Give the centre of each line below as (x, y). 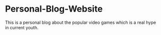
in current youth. (22, 27)
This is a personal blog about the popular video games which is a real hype (81, 22)
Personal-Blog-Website (54, 9)
